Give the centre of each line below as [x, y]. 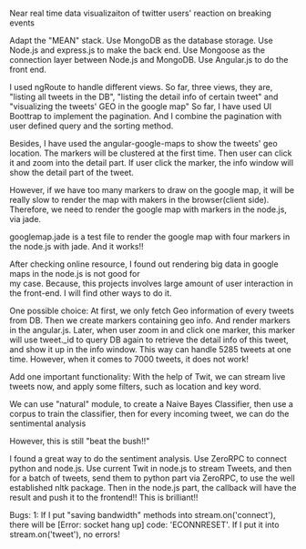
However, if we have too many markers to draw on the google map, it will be [152, 190]
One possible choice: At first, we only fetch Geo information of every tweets [152, 310]
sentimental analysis [48, 423]
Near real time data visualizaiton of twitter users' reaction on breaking [140, 13]
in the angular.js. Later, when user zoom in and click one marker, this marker [153, 330]
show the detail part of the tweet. [72, 173]
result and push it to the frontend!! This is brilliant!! [104, 497]
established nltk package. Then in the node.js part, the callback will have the [153, 488]
